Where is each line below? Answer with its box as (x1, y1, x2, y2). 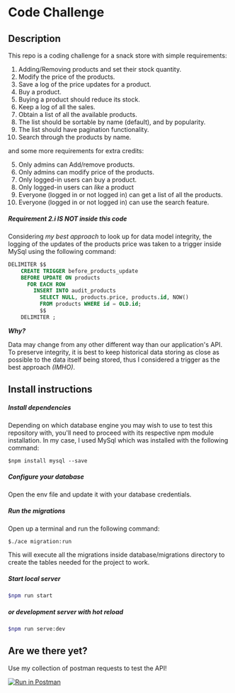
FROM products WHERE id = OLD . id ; (39, 301, 142, 308)
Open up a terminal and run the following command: (8, 524, 160, 533)
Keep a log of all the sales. (18, 103, 96, 111)
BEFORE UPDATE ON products (21, 274, 101, 281)
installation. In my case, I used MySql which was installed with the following (8, 436, 229, 445)
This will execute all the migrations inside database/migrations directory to (8, 550, 225, 559)
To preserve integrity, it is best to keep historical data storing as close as (8, 348, 220, 356)
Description (8, 33, 61, 45)
